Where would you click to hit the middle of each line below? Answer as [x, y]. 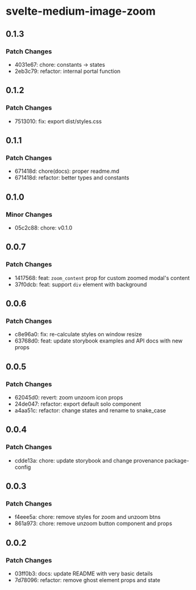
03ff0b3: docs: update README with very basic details [84, 573]
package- [177, 460]
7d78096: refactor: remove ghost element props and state [87, 580]
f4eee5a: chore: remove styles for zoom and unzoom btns [88, 517]
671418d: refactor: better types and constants [72, 178]
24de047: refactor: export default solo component [78, 404]
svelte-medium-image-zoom [81, 11]
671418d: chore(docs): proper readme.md [67, 171]
